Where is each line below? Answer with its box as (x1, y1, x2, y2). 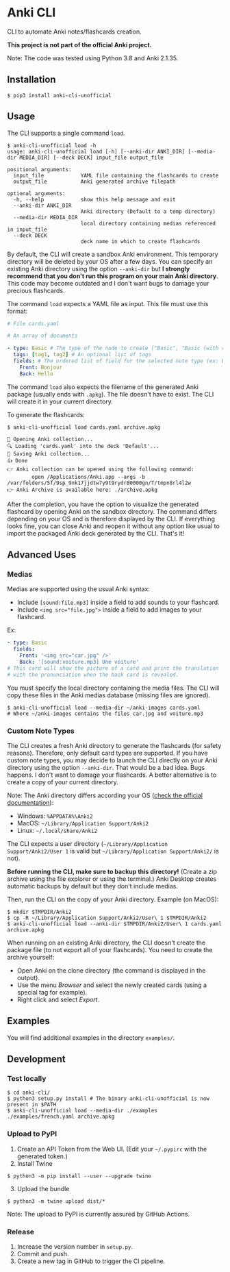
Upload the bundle (16, 1184, 70, 1193)
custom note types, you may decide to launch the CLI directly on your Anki (7, 756, 218, 764)
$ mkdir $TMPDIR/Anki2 (7, 908, 72, 915)
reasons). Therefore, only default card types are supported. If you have (7, 749, 208, 757)
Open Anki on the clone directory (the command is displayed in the (16, 966, 206, 974)
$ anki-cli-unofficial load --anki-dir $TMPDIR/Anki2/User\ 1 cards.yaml (7, 920, 222, 927)
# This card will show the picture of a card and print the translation (7, 664, 219, 672)
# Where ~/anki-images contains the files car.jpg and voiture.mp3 (7, 710, 204, 717)
